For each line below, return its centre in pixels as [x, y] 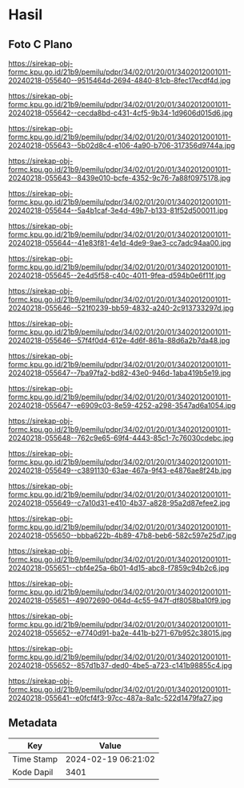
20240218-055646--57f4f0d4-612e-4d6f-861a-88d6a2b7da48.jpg [119, 340]
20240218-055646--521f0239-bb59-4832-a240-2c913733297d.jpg [121, 308]
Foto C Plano [40, 44]
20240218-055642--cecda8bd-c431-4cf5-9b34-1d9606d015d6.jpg [121, 113]
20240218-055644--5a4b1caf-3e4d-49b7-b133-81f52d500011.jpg [118, 210]
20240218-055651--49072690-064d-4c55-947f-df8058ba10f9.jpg [120, 600]
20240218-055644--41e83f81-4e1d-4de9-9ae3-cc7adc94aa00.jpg [120, 243]
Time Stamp [35, 759]
